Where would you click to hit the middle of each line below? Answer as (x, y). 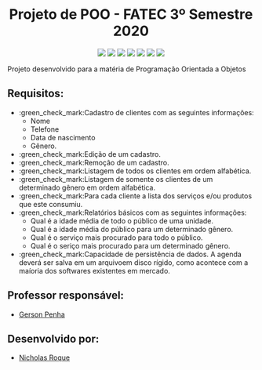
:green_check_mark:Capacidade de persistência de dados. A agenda (130, 254)
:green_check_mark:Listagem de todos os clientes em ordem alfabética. (135, 171)
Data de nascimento (63, 137)
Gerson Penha (42, 314)
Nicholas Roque (44, 357)
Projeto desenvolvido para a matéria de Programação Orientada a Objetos (127, 69)
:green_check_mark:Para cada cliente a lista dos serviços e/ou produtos (135, 196)
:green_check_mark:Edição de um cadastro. (90, 154)
